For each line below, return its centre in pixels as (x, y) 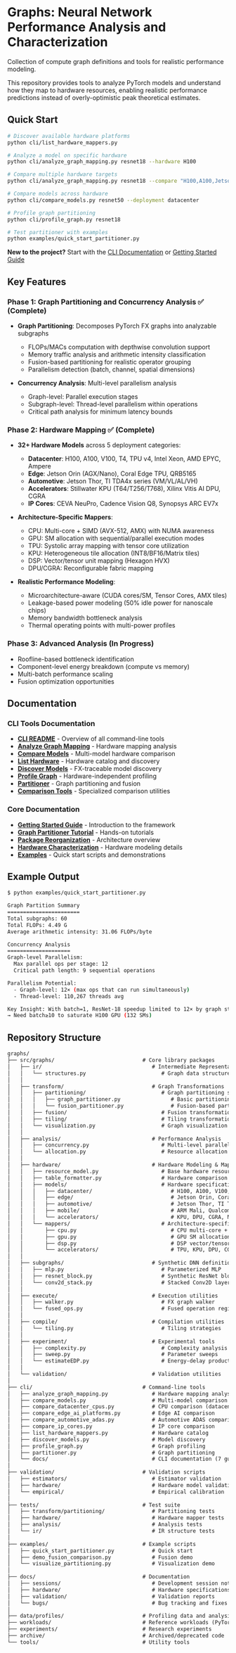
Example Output (43, 876)
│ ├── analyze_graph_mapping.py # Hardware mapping (108, 1393)
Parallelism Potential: (42, 983)
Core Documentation (44, 810)
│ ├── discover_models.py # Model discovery (106, 1439)
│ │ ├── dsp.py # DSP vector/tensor (119, 1243)
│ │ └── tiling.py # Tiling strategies (114, 1328)
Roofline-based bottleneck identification (76, 659)
